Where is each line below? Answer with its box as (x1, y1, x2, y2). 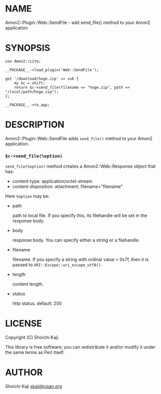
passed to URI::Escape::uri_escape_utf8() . (12, 262, 102, 268)
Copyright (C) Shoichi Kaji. (5, 335, 60, 341)
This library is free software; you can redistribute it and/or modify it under (5, 344, 156, 350)
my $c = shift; (14, 80, 46, 85)
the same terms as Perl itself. (5, 350, 65, 356)
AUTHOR (5, 367, 43, 378)
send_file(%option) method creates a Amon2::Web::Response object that (5, 163, 156, 170)
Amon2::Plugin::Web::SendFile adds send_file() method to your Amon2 (5, 135, 153, 141)
